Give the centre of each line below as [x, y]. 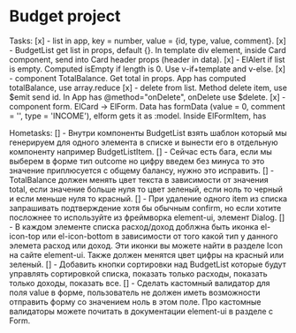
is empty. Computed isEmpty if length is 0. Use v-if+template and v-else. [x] [147, 69]
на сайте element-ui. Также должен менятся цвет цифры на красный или [147, 254]
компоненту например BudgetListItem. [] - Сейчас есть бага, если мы [140, 151]
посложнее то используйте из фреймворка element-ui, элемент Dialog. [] [147, 217]
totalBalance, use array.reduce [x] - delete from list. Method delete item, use [148, 87]
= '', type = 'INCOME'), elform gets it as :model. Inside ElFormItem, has [138, 116]
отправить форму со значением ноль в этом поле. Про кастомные [136, 301]
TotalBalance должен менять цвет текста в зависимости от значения [139, 179]
